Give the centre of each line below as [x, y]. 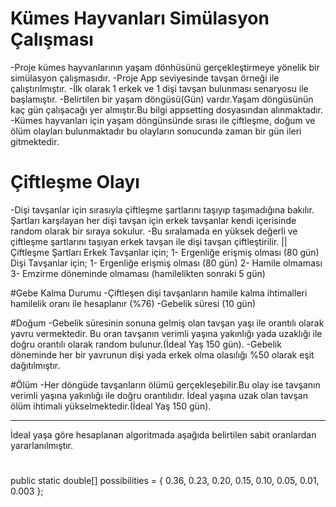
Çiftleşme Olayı [75, 182]
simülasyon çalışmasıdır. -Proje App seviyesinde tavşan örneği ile [145, 78]
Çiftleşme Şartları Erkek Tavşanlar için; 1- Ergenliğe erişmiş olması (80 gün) [165, 252]
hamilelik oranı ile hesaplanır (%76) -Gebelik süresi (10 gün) [133, 303]
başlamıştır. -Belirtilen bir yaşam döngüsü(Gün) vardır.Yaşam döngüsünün [162, 99]
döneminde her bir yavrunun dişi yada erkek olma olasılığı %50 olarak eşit [162, 354]
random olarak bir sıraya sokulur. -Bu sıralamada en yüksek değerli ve [154, 231]
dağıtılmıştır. [35, 365]
